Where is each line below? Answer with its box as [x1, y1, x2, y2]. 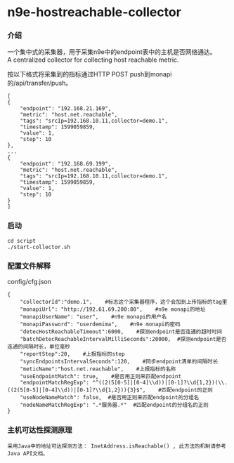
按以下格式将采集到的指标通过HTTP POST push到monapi [7, 70, 172, 79]
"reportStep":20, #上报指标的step [20, 351, 125, 358]
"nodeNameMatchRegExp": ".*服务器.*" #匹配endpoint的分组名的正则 [20, 401, 209, 409]
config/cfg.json [7, 278, 51, 286]
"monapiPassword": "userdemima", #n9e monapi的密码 [20, 321, 181, 328]
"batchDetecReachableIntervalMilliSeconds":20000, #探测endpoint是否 [20, 336, 227, 343]
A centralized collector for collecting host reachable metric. [7, 55, 179, 64]
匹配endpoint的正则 [161, 387, 213, 394]
